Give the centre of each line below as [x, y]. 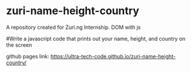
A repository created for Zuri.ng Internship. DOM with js [73, 27]
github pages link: [28, 56]
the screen [19, 45]
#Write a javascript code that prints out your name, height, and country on [96, 38]
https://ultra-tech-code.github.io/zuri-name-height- [113, 56]
